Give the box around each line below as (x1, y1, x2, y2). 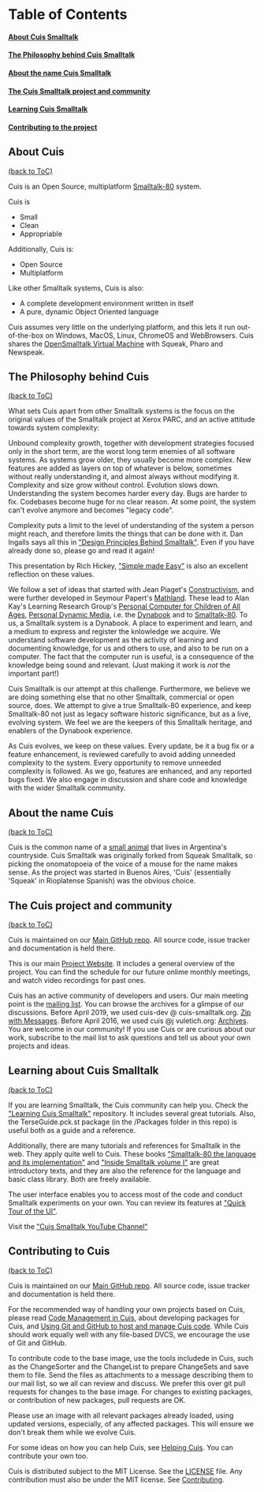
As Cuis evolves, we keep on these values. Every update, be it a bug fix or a (8, 741, 255, 751)
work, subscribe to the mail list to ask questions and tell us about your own (8, 1033, 251, 1042)
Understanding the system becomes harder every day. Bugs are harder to (8, 489, 247, 498)
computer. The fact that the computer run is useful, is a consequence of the (8, 652, 255, 662)
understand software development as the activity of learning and (8, 635, 219, 645)
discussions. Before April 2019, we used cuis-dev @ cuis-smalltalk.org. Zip (8, 1008, 251, 1017)
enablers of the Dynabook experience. (8, 726, 133, 736)
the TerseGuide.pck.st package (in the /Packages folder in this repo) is (8, 1117, 238, 1126)
